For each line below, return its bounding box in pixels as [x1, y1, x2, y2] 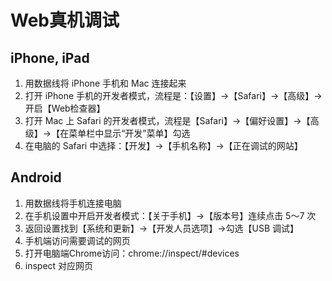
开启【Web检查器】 [24, 102, 106, 114]
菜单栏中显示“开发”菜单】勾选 [68, 127, 191, 139]
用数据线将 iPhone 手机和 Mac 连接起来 [24, 77, 187, 89]
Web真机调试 [10, 9, 120, 32]
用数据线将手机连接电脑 [24, 197, 122, 209]
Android [10, 169, 62, 186]
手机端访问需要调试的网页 [24, 234, 131, 246]
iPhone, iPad [10, 49, 90, 66]
